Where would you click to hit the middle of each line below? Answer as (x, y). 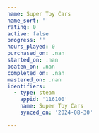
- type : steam (34, 93)
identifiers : (27, 86)
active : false (28, 34)
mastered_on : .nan (34, 80)
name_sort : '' (28, 21)
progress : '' (27, 40)
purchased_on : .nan (36, 54)
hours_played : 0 (31, 47)
